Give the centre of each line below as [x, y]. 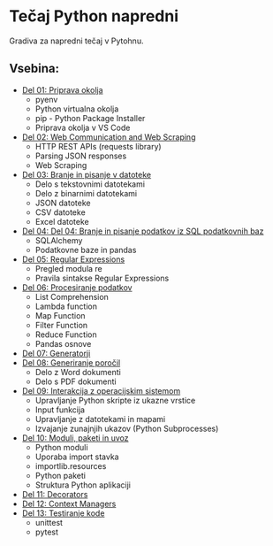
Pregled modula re [69, 268]
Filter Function [61, 325]
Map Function [60, 315]
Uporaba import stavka [77, 457]
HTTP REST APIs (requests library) [98, 146]
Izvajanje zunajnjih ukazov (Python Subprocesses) [127, 428]
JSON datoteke [63, 203]
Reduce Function [66, 335]
